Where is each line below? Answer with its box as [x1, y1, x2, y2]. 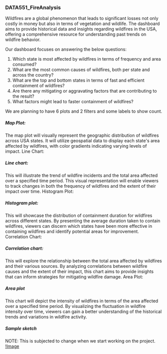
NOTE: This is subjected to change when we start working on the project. [5, 338, 156, 344]
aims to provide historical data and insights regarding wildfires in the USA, [5, 26, 157, 32]
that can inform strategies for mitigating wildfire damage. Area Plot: [5, 274, 144, 280]
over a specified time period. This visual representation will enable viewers [5, 178, 159, 184]
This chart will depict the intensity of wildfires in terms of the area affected [5, 298, 159, 304]
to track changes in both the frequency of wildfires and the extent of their [5, 183, 156, 189]
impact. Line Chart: [5, 148, 44, 154]
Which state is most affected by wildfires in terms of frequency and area [12, 56, 161, 62]
